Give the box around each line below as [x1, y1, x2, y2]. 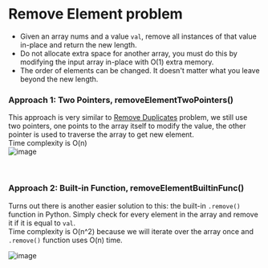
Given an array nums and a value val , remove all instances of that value [19, 31, 257, 41]
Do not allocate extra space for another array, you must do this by [19, 48, 238, 58]
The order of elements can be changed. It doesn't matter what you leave [19, 65, 260, 75]
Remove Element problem [8, 5, 183, 23]
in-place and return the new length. [19, 39, 138, 49]
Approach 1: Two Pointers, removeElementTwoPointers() [8, 94, 234, 105]
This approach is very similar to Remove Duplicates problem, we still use [8, 113, 248, 122]
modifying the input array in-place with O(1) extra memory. [19, 57, 214, 67]
